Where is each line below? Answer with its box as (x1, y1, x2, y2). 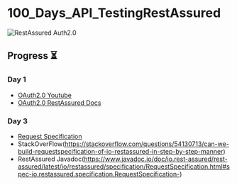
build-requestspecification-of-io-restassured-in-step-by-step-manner (17, 147, 224, 155)
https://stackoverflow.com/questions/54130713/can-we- (65, 140, 229, 148)
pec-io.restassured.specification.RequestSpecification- (17, 169, 180, 178)
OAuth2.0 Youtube (17, 91, 72, 99)
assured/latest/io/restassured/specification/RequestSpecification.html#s (17, 162, 231, 171)
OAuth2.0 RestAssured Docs (17, 98, 101, 107)
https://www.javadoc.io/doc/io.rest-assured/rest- (84, 155, 228, 163)
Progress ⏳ (7, 50, 58, 62)
